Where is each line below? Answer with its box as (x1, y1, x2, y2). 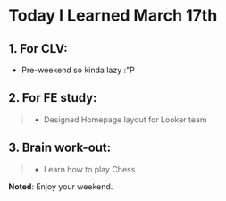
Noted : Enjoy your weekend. (8, 180, 113, 192)
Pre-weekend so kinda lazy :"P (21, 64, 135, 75)
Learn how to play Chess (43, 163, 136, 174)
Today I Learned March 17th (8, 5, 218, 26)
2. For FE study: (8, 90, 97, 105)
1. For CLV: (8, 41, 68, 56)
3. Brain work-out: (8, 140, 112, 155)
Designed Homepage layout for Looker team (43, 113, 207, 125)
